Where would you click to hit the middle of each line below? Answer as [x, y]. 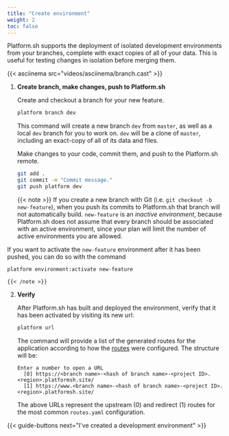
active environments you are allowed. [70, 236]
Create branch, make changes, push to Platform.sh [91, 87]
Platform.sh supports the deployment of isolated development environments [114, 46]
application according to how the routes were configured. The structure [118, 348]
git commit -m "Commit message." [65, 180]
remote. [28, 161]
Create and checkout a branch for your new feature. [91, 100]
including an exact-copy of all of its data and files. [88, 141]
